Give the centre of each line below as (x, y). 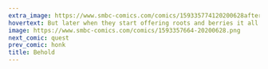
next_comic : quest (39, 38)
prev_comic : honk (37, 45)
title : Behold (32, 52)
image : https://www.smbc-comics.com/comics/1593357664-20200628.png (124, 30)
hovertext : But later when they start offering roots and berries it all (134, 23)
